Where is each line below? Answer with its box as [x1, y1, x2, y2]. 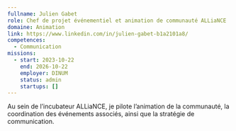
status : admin [20, 76, 62, 84]
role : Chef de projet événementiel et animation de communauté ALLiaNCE [7, 17, 227, 24]
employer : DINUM [20, 69, 69, 76]
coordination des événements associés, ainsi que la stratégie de [7, 110, 195, 118]
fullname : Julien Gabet [7, 10, 78, 18]
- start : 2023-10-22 [13, 57, 74, 64]
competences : [7, 37, 46, 44]
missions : [7, 50, 37, 57]
